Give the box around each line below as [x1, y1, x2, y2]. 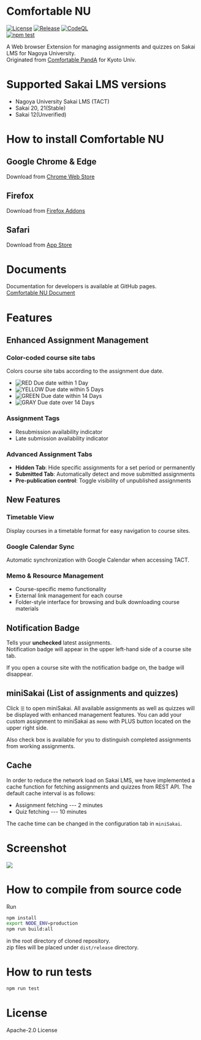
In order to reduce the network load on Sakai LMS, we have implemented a [6, 776, 195, 784]
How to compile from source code [6, 882, 182, 897]
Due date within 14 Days [40, 392, 102, 400]
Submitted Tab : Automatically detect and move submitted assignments [15, 470, 195, 478]
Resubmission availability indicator [15, 428, 103, 435]
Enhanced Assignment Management [6, 335, 149, 346]
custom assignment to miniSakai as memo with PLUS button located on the [6, 717, 191, 725]
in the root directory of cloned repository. [6, 937, 110, 945]
